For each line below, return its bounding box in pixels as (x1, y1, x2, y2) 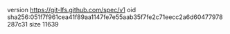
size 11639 (28, 20, 59, 28)
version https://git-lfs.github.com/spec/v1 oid (7, 6, 136, 14)
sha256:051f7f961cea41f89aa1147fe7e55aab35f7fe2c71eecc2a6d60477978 (7, 13, 223, 21)
